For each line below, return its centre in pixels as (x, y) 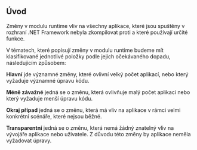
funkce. (16, 38)
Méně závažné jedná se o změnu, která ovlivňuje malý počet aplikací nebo (98, 92)
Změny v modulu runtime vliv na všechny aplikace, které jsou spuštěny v (96, 26)
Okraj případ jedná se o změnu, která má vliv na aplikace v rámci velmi (93, 110)
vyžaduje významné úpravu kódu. (48, 80)
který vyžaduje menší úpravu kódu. (50, 98)
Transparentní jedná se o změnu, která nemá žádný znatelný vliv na (90, 128)
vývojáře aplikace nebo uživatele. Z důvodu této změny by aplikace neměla (98, 134)
